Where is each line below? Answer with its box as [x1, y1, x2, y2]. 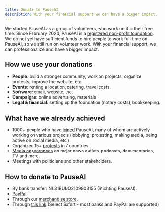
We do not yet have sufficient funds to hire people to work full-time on [5, 35, 148, 42]
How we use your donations [5, 60, 93, 69]
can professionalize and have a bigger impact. [5, 46, 99, 52]
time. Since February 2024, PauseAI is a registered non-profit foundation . [5, 30, 154, 36]
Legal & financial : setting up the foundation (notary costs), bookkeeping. [12, 99, 161, 106]
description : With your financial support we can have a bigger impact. [5, 12, 158, 17]
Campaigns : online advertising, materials [12, 94, 96, 100]
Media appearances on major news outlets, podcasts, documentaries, [12, 148, 154, 154]
